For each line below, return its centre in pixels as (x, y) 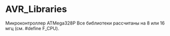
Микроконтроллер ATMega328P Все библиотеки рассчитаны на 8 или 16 (85, 23)
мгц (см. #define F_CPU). (32, 28)
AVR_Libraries (36, 9)
